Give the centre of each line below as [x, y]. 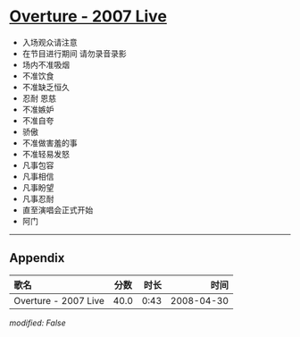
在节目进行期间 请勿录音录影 [74, 53]
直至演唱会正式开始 [58, 210]
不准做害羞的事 [50, 143]
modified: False [38, 323]
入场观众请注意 [50, 42]
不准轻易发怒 [46, 154]
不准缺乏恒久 [46, 87]
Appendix [37, 258]
